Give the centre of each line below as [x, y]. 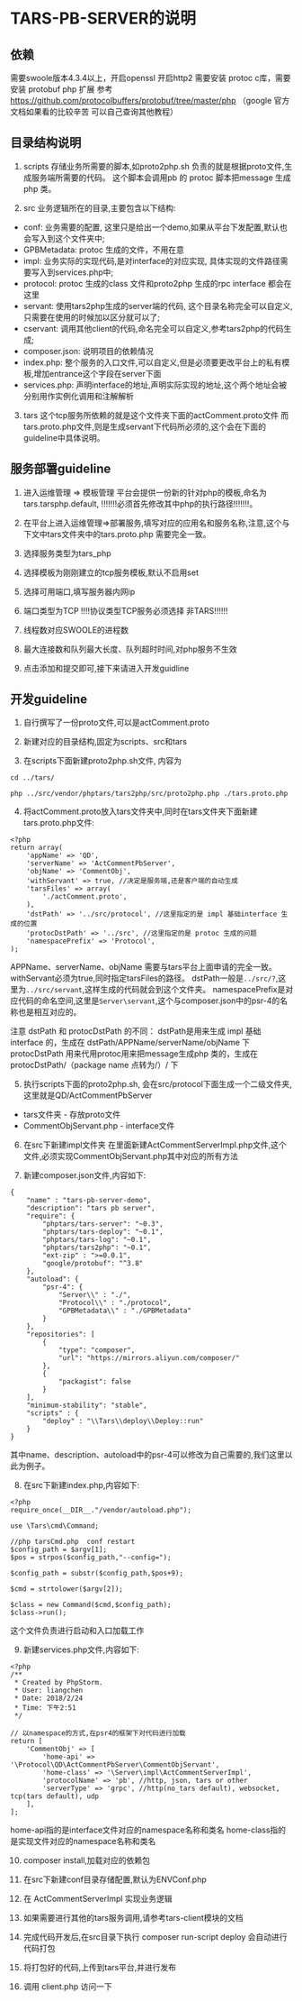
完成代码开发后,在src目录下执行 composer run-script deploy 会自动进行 [155, 1937]
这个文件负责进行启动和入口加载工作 [77, 1631]
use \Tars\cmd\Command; [55, 1526]
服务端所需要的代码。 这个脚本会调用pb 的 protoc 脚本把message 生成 [161, 178]
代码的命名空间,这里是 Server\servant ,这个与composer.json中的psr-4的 [149, 1000]
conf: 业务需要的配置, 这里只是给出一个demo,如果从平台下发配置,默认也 [155, 227]
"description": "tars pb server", [91, 1209]
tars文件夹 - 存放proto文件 [72, 1115]
